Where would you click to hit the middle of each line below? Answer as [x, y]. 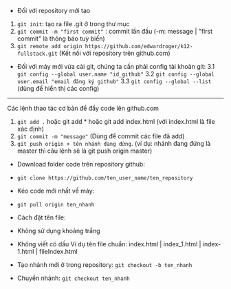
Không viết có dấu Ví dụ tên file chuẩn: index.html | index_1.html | [109, 244]
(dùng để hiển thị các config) [58, 88]
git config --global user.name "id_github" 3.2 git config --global [116, 74]
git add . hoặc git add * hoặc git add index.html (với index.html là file [116, 121]
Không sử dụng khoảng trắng [59, 231]
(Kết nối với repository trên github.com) [114, 53]
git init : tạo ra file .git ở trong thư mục [73, 24]
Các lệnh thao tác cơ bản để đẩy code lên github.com [83, 108]
